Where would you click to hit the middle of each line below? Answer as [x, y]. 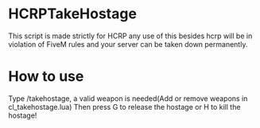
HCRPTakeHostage [73, 14]
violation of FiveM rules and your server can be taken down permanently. [128, 44]
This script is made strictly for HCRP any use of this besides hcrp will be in [130, 36]
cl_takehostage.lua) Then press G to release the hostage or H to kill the [124, 107]
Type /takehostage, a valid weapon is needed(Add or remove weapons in [128, 98]
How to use [46, 77]
